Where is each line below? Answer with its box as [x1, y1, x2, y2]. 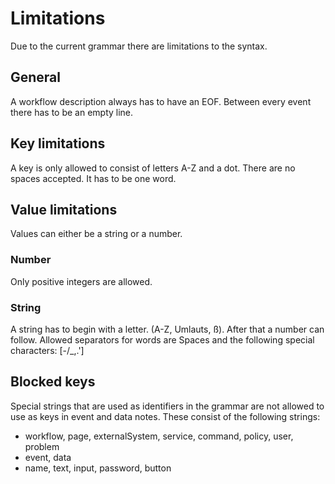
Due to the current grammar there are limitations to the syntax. [10, 40, 268, 52]
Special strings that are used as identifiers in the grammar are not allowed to [10, 400, 325, 412]
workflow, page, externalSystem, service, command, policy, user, [24, 430, 294, 442]
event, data [24, 451, 72, 463]
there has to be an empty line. [10, 106, 134, 118]
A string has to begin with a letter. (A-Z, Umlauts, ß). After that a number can [10, 323, 325, 335]
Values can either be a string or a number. [10, 228, 183, 240]
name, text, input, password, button [24, 462, 172, 474]
